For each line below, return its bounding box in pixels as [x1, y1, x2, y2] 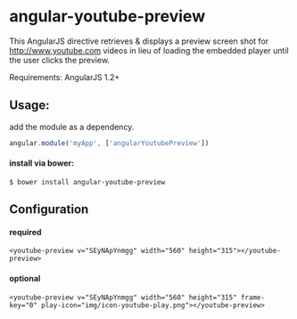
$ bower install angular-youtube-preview [9, 177, 166, 186]
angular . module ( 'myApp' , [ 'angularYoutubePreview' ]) [9, 138, 210, 148]
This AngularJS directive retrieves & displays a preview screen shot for [9, 36, 269, 46]
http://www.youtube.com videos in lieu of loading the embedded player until [9, 45, 289, 55]
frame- [240, 292, 266, 302]
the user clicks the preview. [9, 54, 110, 65]
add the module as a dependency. [9, 121, 135, 132]
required [9, 226, 42, 237]
